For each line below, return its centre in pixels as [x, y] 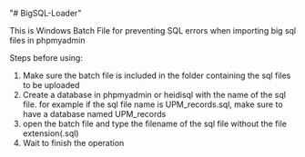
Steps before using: [46, 58]
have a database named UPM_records [94, 114]
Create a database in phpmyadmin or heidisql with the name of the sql [154, 95]
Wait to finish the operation [73, 143]
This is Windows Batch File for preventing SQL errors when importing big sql [153, 30]
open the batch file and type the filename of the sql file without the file [154, 123]
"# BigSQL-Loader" [46, 13]
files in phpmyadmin [47, 40]
